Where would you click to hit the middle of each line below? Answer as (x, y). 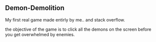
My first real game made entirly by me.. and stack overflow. (65, 20)
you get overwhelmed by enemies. (40, 34)
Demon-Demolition (35, 8)
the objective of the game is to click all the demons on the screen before (78, 29)
